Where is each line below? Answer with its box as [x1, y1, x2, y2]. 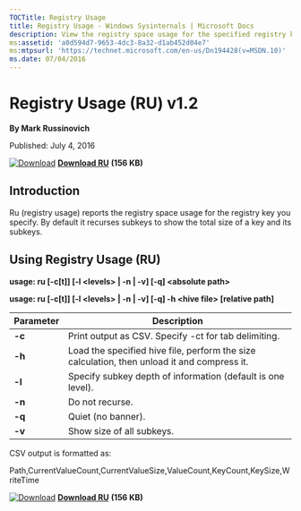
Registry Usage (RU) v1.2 [9, 93, 199, 114]
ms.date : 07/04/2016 [9, 55, 87, 64]
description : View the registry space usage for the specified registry [9, 30, 287, 38]
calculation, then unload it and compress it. [67, 355, 249, 368]
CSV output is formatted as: [9, 447, 112, 458]
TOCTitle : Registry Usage [9, 13, 106, 22]
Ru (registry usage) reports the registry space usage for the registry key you [9, 207, 291, 217]
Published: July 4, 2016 [9, 140, 96, 150]
